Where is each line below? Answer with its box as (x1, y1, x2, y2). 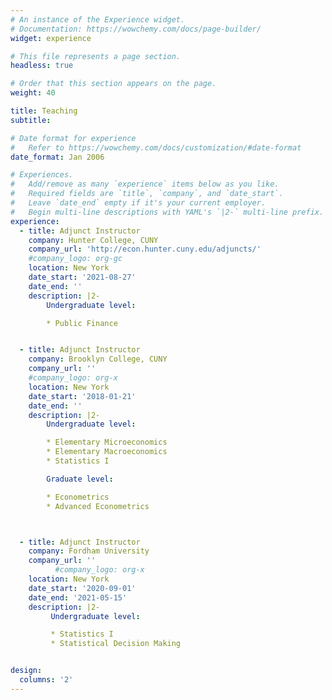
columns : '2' (19, 675, 74, 685)
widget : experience (10, 33, 92, 43)
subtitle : (10, 115, 52, 125)
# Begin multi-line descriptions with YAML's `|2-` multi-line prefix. (10, 207, 325, 217)
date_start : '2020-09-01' (28, 583, 137, 593)
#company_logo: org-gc (28, 254, 123, 264)
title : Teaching (10, 106, 78, 116)
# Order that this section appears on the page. (10, 79, 217, 89)
